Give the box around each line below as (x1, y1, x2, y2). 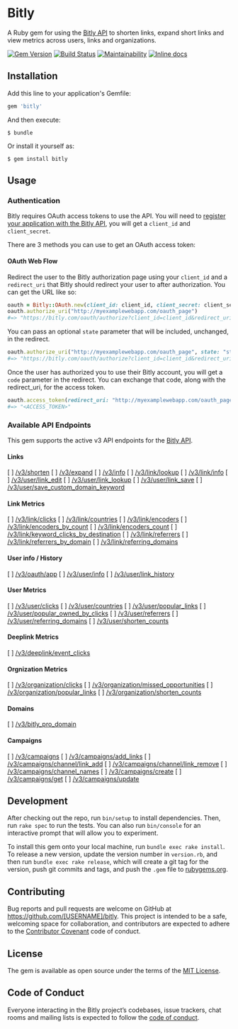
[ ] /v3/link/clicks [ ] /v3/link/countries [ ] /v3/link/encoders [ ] (7, 515, 188, 523)
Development (7, 795, 69, 807)
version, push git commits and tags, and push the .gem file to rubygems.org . (7, 865, 229, 874)
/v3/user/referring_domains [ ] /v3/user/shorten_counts (7, 616, 169, 625)
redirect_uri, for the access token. (7, 382, 106, 391)
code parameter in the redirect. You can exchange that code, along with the (7, 375, 226, 384)
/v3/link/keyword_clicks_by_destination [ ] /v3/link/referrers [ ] (7, 530, 189, 539)
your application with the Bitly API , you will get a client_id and (7, 220, 191, 228)
